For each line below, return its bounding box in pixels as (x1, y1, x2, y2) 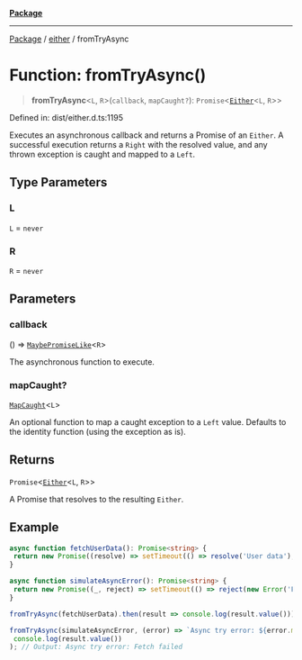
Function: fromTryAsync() (9, 65, 207, 86)
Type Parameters (9, 175, 108, 190)
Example (9, 520, 59, 535)
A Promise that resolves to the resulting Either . (9, 493, 184, 504)
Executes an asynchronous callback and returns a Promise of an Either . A (9, 130, 284, 140)
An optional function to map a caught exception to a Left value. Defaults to (9, 416, 287, 427)
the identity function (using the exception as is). (9, 426, 186, 437)
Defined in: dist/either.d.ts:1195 (9, 112, 124, 122)
